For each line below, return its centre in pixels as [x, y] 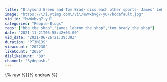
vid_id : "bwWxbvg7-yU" [29, 19]
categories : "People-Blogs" [34, 24]
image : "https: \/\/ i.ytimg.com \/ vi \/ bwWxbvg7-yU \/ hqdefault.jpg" [74, 14]
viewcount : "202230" [27, 47]
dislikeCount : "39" [25, 56]
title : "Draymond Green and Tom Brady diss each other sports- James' [80, 10]
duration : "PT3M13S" [27, 42]
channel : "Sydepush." [28, 61]
